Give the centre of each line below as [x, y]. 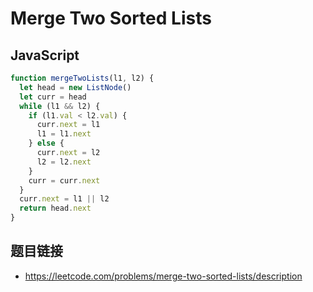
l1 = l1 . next [64, 134]
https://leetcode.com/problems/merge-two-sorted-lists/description [163, 276]
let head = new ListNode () [75, 87]
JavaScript [45, 55]
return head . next [55, 208]
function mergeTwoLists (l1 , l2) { [82, 78]
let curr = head [53, 97]
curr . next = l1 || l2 [64, 199]
